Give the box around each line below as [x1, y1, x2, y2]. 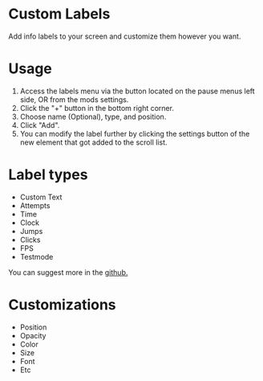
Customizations [8, 296, 116, 313]
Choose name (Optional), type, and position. [19, 112, 167, 121]
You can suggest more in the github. [8, 267, 128, 277]
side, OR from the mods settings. [19, 94, 129, 104]
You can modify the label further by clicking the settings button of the [19, 129, 250, 138]
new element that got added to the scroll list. [19, 137, 168, 147]
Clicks [19, 235, 41, 244]
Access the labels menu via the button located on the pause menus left [19, 86, 255, 96]
